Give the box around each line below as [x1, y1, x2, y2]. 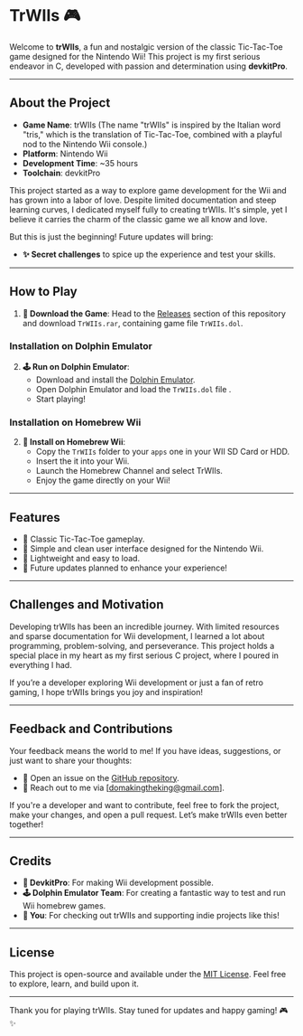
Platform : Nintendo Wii [22, 148, 108, 159]
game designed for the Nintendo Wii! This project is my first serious [9, 51, 261, 61]
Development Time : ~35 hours [22, 157, 138, 168]
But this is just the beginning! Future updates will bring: [9, 231, 214, 242]
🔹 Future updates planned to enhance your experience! [22, 562, 228, 573]
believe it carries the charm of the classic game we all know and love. [9, 213, 268, 224]
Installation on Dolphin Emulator [9, 340, 153, 353]
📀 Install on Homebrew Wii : [22, 437, 126, 447]
